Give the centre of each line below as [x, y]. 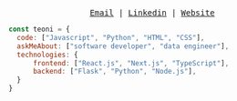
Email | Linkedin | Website [152, 13]
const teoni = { [39, 29]
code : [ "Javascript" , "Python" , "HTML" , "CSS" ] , [111, 37]
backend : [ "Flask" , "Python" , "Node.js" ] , [114, 72]
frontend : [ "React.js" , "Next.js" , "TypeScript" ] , [131, 63]
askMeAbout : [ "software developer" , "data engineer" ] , [123, 46]
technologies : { [47, 55]
